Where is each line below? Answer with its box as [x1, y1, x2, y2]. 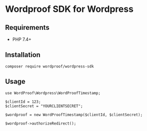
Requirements [5, 23, 49, 32]
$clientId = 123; [5, 99, 41, 104]
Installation [5, 51, 41, 59]
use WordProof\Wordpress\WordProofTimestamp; [5, 90, 100, 95]
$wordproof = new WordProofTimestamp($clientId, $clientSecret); [5, 112, 143, 117]
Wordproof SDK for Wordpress [5, 3, 134, 15]
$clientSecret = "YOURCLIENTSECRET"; [5, 103, 83, 109]
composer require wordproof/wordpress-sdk [5, 64, 94, 69]
